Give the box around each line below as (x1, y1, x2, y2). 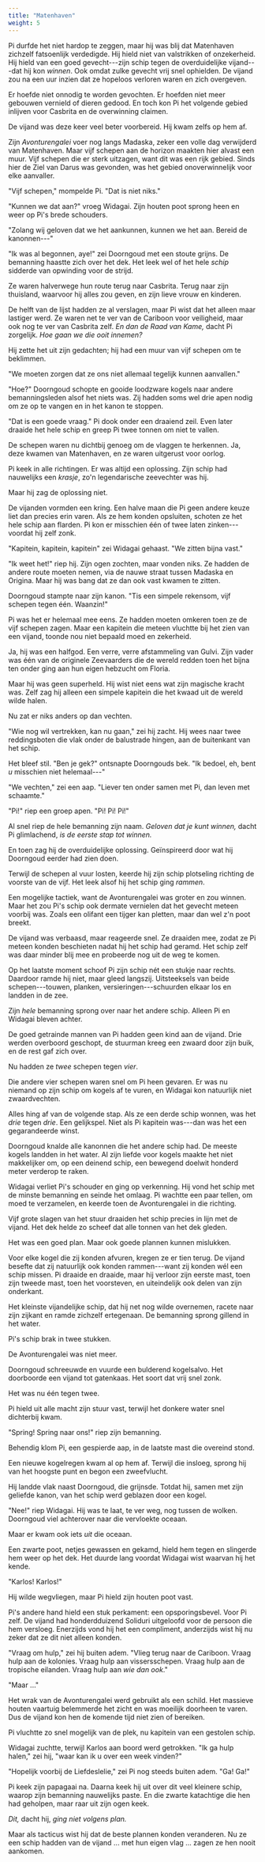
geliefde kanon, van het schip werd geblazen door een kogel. (8, 1490, 207, 1500)
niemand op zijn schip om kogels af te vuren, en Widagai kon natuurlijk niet (8, 1085, 252, 1095)
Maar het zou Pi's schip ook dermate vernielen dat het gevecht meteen (8, 901, 239, 910)
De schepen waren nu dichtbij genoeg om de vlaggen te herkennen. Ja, (8, 440, 241, 449)
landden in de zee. (8, 990, 69, 1000)
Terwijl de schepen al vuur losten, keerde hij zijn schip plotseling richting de (8, 869, 255, 878)
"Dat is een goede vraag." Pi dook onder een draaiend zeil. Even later (8, 416, 233, 426)
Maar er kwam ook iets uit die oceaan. (8, 1529, 132, 1538)
